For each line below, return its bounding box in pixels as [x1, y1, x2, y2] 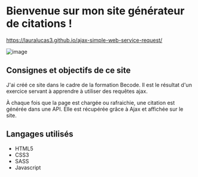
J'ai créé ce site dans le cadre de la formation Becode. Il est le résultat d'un [6, 81, 193, 88]
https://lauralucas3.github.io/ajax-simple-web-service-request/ [6, 36, 163, 44]
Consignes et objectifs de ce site [6, 66, 131, 76]
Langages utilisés [6, 129, 74, 139]
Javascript [14, 164, 41, 171]
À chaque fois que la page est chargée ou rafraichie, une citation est [6, 99, 175, 106]
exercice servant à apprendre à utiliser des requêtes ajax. [6, 88, 148, 95]
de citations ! [6, 17, 72, 30]
